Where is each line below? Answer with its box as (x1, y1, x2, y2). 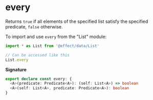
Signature (5, 66, 27, 73)
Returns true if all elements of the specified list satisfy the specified (5, 18, 148, 24)
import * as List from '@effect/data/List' (5, 43, 100, 48)
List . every (5, 57, 29, 62)
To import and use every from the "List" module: (5, 34, 107, 40)
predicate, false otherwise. (5, 23, 63, 29)
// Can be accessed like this (5, 52, 70, 57)
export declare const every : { (5, 76, 72, 81)
